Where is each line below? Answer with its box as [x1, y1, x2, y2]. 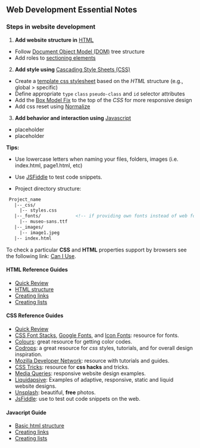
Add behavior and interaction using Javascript [14, 114, 132, 121]
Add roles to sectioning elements [14, 54, 96, 62]
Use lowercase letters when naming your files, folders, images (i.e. [14, 155, 179, 162]
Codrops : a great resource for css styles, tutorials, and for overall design [14, 345, 193, 352]
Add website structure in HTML [14, 36, 94, 44]
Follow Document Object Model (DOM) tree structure [14, 48, 145, 55]
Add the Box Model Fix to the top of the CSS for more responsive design [14, 96, 192, 103]
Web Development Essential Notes [6, 5, 137, 15]
